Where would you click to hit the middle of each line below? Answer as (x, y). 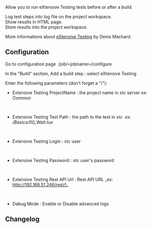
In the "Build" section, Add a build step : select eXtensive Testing (71, 73)
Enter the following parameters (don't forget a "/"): (56, 83)
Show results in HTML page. (34, 22)
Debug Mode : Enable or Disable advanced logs (61, 203)
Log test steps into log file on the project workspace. (59, 16)
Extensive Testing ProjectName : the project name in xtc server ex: (80, 93)
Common (21, 98)
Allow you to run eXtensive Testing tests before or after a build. (69, 7)
